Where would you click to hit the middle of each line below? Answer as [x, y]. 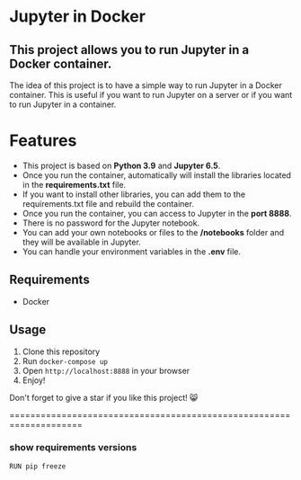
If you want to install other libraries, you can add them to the [133, 194]
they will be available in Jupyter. [81, 242]
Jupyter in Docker [78, 17]
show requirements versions [73, 448]
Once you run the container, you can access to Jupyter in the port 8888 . [157, 213]
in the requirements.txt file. [74, 184]
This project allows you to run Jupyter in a [129, 50]
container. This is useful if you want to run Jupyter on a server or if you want [151, 95]
